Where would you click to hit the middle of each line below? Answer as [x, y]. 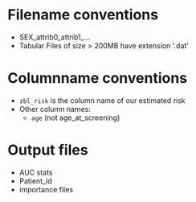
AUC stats [36, 172]
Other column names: [55, 109]
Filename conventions [83, 15]
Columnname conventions [98, 78]
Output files [48, 150]
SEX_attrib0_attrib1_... [55, 37]
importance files [46, 189]
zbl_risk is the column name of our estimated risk [102, 100]
